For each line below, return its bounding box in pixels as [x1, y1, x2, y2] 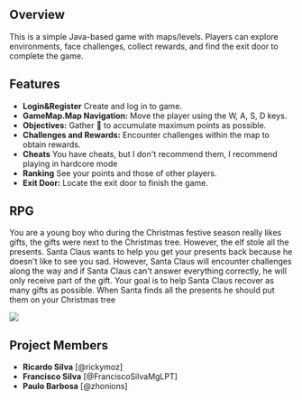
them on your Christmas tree [9, 294, 115, 305]
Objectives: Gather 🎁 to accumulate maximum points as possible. [22, 119, 267, 130]
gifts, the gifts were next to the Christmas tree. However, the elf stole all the [9, 237, 290, 247]
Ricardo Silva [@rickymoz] [22, 361, 124, 373]
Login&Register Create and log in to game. [22, 100, 183, 111]
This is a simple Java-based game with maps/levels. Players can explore [9, 31, 279, 42]
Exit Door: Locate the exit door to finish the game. [22, 177, 209, 188]
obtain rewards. [22, 139, 81, 150]
